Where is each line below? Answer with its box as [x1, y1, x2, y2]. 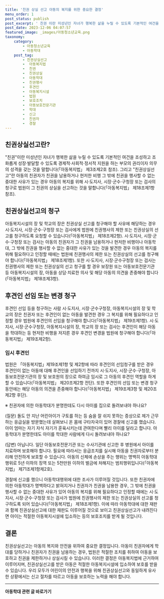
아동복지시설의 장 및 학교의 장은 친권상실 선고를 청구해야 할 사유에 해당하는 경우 [5, 221, 156, 227]
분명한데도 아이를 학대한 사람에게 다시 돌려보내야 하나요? [21, 431, 130, 437]
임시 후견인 [5, 349, 30, 356]
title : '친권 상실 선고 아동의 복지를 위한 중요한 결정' [5, 7, 104, 12]
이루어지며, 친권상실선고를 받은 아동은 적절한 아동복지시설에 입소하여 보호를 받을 [5, 561, 158, 567]
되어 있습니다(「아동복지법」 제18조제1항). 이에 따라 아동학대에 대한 [21, 501, 149, 507]
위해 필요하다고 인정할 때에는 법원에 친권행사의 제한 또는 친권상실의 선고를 [5, 251, 146, 257]
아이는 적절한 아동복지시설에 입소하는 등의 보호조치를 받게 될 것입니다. [10, 513, 143, 519]
